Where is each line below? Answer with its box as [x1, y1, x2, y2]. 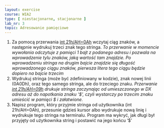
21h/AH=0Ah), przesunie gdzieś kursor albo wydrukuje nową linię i [11, 107, 147, 113]
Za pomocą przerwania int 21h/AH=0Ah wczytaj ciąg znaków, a [11, 39, 140, 45]
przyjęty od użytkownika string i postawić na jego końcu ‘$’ [11, 118, 132, 124]
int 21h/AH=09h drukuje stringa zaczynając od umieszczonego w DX [11, 86, 152, 92]
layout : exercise [4, 7, 40, 12]
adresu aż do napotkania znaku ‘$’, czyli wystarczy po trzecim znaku [11, 92, 153, 97]
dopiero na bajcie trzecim [11, 70, 64, 76]
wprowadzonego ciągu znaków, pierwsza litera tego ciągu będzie [11, 65, 145, 71]
